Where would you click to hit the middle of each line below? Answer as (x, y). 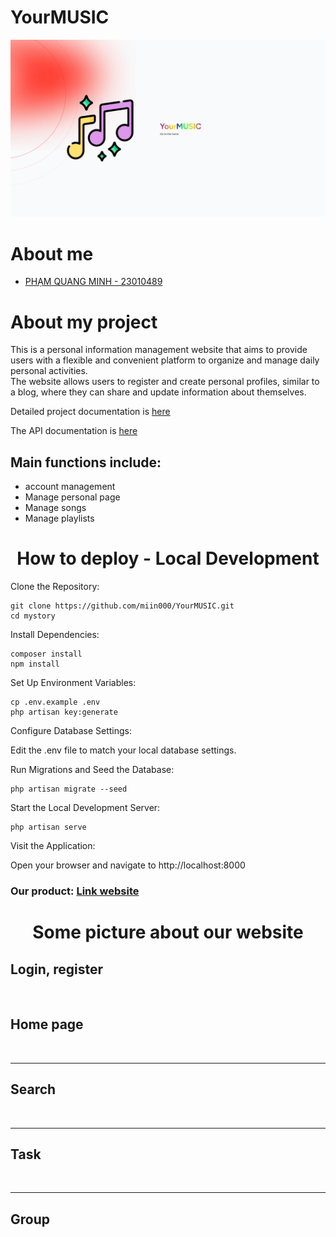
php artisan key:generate (64, 712)
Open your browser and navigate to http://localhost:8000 (128, 865)
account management (70, 487)
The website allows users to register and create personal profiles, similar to (165, 382)
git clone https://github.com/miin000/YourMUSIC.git (122, 606)
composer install (46, 654)
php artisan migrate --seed (69, 789)
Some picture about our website (168, 932)
